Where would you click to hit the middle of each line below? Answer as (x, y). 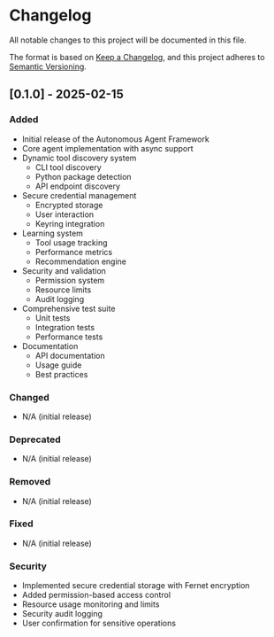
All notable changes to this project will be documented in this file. (128, 40)
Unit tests (53, 318)
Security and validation (64, 270)
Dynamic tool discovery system (79, 158)
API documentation (70, 355)
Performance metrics (74, 252)
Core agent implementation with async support (107, 148)
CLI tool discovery (68, 167)
